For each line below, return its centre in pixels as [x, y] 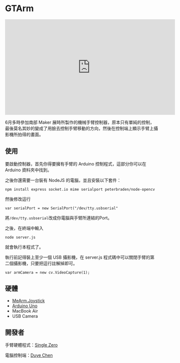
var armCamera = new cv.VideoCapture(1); [48, 272]
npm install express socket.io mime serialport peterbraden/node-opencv [80, 189]
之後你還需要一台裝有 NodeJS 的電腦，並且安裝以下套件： [63, 180]
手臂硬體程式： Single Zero [32, 345]
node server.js [20, 237]
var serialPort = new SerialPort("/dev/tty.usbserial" [62, 208]
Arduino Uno [25, 306]
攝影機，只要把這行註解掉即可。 [45, 263]
